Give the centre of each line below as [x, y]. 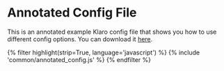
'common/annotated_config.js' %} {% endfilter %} [79, 59]
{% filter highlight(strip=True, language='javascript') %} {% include [104, 52]
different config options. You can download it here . [80, 39]
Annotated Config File [72, 13]
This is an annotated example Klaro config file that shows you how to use [112, 32]
